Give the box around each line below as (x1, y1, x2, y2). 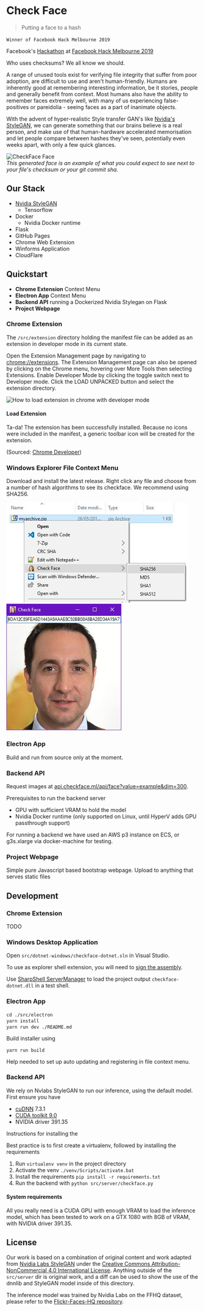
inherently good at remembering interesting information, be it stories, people (6, 83, 198, 91)
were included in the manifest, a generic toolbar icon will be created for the (6, 430, 195, 437)
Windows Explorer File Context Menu (6, 464, 119, 472)
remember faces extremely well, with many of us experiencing (6, 97, 163, 104)
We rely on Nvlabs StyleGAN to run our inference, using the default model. (6, 1087, 193, 1094)
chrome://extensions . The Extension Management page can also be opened (6, 358, 197, 366)
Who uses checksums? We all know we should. (6, 59, 125, 66)
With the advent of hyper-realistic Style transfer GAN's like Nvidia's (6, 115, 175, 122)
